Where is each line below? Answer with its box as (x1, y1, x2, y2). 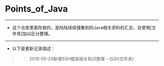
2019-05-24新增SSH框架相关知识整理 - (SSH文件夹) (29, 56, 134, 62)
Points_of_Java (5, 3, 68, 15)
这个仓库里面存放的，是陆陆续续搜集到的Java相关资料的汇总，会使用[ (12, 24, 152, 30)
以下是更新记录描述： (12, 45, 55, 51)
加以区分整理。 (22, 31, 53, 36)
